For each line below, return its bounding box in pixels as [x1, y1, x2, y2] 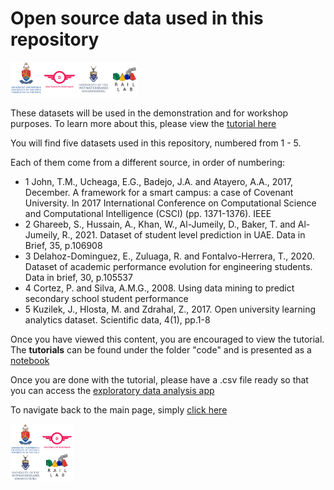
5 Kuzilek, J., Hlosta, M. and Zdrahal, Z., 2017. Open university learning [24, 303, 317, 315]
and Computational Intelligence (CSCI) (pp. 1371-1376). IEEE [24, 207, 272, 219]
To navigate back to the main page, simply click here [10, 403, 228, 416]
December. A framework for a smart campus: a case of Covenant [24, 186, 294, 198]
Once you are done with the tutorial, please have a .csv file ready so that [10, 373, 309, 386]
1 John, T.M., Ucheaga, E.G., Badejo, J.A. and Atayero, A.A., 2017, [24, 175, 293, 187]
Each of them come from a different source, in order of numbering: [10, 156, 286, 168]
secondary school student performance [24, 292, 189, 304]
